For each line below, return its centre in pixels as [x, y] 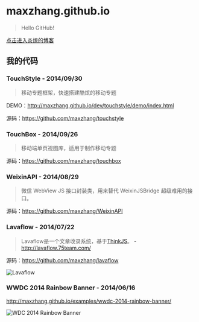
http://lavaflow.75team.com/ [56, 248]
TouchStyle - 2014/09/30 [44, 78]
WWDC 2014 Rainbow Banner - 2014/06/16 [71, 288]
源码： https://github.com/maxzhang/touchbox [64, 160]
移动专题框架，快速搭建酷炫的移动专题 [68, 92]
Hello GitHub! [38, 28]
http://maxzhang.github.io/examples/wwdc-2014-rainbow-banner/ [89, 301]
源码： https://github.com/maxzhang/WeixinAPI [65, 211]
